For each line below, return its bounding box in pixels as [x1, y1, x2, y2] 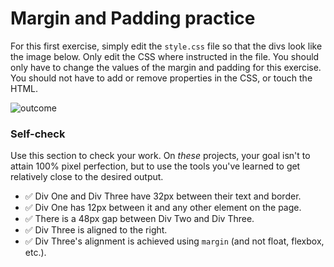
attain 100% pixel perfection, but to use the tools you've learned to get [10, 160, 301, 172]
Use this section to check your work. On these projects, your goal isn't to [10, 150, 311, 162]
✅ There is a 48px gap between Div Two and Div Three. [24, 213, 255, 225]
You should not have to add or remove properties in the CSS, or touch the [10, 72, 313, 84]
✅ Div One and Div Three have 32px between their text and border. [24, 190, 302, 202]
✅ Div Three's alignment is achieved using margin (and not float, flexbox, [24, 235, 325, 247]
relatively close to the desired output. [10, 171, 164, 183]
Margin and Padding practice [10, 7, 256, 30]
